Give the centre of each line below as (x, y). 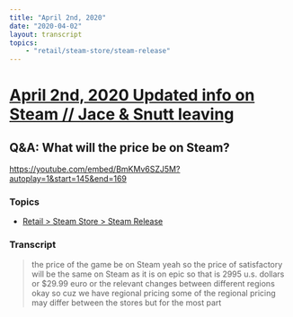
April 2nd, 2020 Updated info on (132, 96)
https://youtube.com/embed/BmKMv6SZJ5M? (95, 169)
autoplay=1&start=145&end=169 (68, 179)
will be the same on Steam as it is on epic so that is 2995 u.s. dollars (158, 274)
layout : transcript (46, 34)
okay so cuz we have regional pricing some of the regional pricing (153, 293)
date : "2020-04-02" (46, 26)
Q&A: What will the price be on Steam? (120, 148)
